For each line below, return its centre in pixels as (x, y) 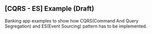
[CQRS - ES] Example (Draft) (49, 9)
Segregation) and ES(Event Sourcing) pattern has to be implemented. (76, 26)
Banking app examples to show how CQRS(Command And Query (71, 20)
